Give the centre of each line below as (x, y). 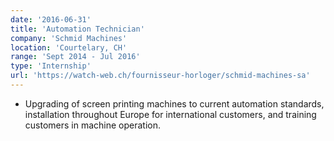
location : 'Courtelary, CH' (69, 47)
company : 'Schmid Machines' (69, 38)
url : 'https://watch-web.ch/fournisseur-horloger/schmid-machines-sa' (160, 76)
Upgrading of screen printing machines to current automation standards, (174, 103)
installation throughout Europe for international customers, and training (170, 114)
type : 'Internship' (51, 66)
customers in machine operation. (93, 125)
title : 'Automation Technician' (77, 29)
